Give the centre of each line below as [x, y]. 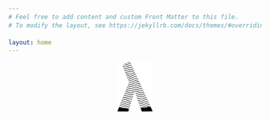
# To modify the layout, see [57, 25]
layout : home [30, 42]
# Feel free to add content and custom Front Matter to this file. [124, 17]
